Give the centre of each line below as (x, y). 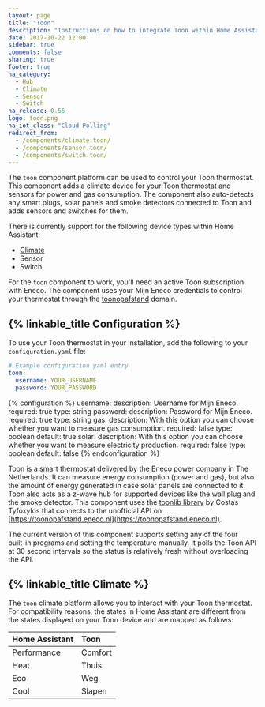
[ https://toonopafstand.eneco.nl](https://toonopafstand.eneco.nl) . (115, 519)
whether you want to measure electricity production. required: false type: (127, 445)
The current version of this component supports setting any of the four (123, 534)
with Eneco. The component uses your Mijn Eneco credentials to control (125, 291)
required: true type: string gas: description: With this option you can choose (131, 419)
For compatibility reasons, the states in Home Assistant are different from (127, 611)
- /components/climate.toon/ (63, 140)
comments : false (35, 52)
